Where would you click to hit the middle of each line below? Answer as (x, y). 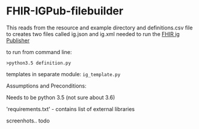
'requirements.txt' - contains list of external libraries (71, 109)
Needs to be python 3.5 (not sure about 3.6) (61, 97)
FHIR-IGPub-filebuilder (65, 11)
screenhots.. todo (28, 121)
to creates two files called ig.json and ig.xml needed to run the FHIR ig (93, 34)
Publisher (18, 40)
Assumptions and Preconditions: (46, 86)
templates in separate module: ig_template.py (63, 74)
